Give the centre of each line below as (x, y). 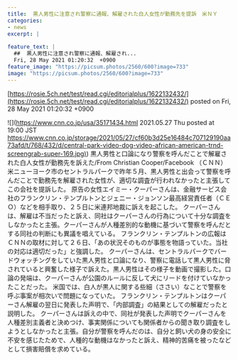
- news (17, 27)
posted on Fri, (211, 101)
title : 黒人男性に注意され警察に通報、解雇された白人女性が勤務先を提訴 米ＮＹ (113, 14)
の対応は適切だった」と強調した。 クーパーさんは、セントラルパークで (111, 251)
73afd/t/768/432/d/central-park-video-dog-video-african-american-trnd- (115, 145)
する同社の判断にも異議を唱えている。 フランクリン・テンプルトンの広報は (117, 233)
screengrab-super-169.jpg (46, 153)
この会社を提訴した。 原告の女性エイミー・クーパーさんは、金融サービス (114, 189)
